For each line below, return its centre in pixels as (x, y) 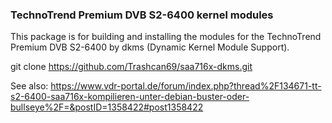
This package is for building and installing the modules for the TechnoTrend (166, 37)
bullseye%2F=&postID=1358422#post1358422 (107, 107)
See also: (29, 86)
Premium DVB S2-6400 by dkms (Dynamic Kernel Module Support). (150, 47)
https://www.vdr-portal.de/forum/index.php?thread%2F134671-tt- (186, 86)
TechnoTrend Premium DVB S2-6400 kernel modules (142, 15)
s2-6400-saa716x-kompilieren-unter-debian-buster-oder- (130, 97)
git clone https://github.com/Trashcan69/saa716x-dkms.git (131, 67)
